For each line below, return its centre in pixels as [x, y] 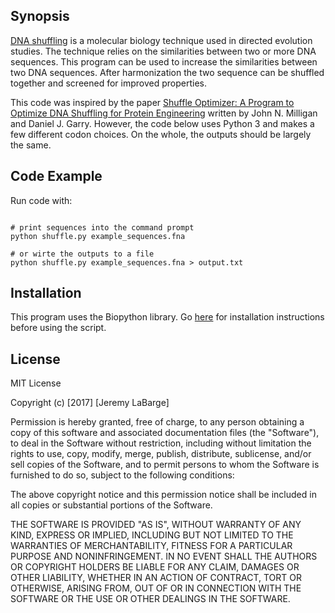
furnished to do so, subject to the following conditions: [122, 475]
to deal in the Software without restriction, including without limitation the [161, 443]
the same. [31, 145]
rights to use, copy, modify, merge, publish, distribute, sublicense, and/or [161, 454]
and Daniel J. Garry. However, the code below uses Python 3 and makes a [162, 123]
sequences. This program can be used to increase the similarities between [164, 61]
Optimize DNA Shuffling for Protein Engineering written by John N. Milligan [164, 113]
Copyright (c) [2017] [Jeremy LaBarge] [90, 403]
